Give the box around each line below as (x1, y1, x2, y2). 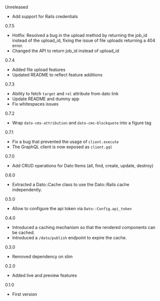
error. (12, 43, 23, 48)
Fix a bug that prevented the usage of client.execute (12, 139, 119, 144)
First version (12, 291, 37, 297)
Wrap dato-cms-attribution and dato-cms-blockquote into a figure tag (12, 120, 152, 125)
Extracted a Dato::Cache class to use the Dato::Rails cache (12, 182, 129, 187)
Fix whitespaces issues (12, 101, 59, 106)
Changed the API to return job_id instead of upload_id (12, 48, 120, 53)
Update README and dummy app (12, 96, 80, 102)
